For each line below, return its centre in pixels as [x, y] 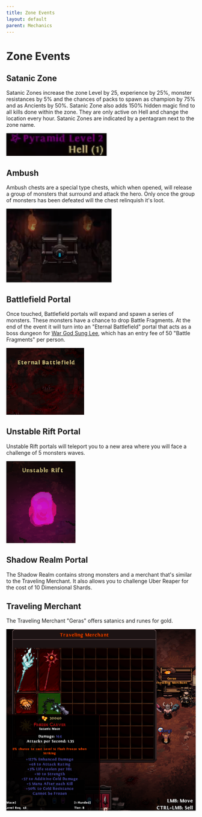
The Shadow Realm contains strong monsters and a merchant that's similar [99, 574]
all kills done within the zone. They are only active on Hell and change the [97, 112]
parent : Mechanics [29, 25]
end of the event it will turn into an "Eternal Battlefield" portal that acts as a [99, 327]
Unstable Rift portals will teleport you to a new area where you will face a [96, 446]
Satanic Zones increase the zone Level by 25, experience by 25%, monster [99, 93]
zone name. [21, 125]
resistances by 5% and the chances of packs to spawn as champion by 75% [101, 99]
